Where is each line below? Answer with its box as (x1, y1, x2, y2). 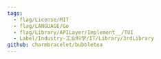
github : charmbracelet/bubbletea (7, 41, 103, 48)
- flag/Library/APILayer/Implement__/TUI (13, 28, 134, 36)
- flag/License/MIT (13, 16, 69, 23)
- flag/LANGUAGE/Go (13, 22, 69, 29)
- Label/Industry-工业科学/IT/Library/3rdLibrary (13, 35, 155, 42)
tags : (7, 9, 23, 17)
